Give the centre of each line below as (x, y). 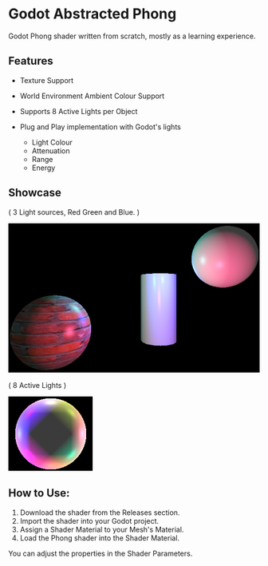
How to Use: (39, 493)
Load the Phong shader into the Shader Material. (100, 538)
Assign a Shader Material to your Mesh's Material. (102, 529)
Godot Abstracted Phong (93, 14)
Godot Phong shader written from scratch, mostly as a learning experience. (132, 36)
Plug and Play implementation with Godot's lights (100, 127)
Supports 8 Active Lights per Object (79, 111)
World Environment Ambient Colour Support (92, 96)
